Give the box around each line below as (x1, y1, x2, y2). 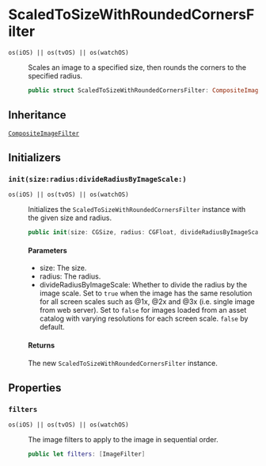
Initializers (8, 151, 62, 164)
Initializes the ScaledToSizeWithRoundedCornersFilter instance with (28, 205, 246, 214)
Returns (28, 340, 55, 350)
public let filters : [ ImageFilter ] (28, 450, 146, 458)
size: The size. (39, 264, 87, 273)
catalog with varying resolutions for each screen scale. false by (39, 314, 249, 323)
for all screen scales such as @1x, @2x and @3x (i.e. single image (39, 297, 255, 306)
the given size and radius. (28, 213, 112, 223)
